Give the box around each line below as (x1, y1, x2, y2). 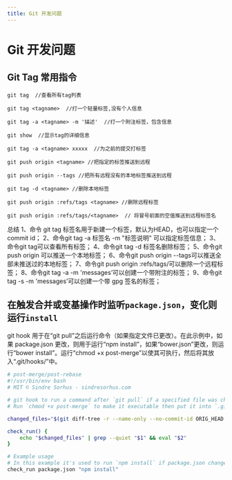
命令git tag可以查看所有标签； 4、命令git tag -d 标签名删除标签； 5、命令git (7, 242, 222, 251)
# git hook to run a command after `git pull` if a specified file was (7, 396, 217, 404)
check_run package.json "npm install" (7, 466, 119, 473)
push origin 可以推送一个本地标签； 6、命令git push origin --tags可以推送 (7, 251, 216, 259)
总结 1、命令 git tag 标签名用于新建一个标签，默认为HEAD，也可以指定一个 (7, 225, 219, 233)
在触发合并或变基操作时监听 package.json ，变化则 (7, 299, 217, 311)
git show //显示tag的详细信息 (7, 132, 90, 139)
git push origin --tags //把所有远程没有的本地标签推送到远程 (7, 172, 173, 179)
